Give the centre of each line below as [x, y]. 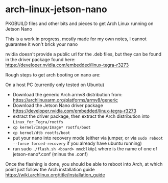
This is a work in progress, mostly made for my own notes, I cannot [76, 39]
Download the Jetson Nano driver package [58, 105]
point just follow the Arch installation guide [50, 169]
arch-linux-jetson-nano [56, 9]
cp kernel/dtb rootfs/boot [41, 133]
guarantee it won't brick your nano [42, 44]
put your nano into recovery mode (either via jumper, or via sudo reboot [88, 138]
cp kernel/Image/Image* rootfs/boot [52, 127]
